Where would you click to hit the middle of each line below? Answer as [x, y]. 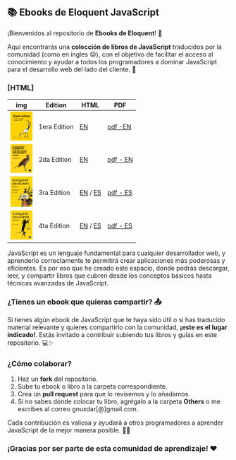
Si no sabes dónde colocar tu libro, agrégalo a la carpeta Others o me [119, 401]
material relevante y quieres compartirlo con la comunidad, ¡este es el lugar [117, 327]
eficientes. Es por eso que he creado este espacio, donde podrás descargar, [118, 268]
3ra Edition [54, 192]
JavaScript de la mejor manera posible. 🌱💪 [69, 430]
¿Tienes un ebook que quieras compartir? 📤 [85, 302]
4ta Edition [54, 226]
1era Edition [56, 126]
